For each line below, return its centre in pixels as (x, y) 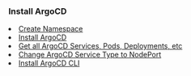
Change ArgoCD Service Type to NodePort (90, 55)
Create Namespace (51, 29)
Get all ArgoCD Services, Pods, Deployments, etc (101, 46)
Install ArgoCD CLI (49, 63)
